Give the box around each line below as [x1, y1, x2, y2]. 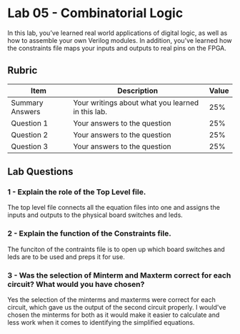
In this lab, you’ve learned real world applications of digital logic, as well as [7, 29, 228, 37]
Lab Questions [7, 166, 74, 178]
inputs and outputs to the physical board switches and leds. [7, 211, 184, 219]
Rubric [7, 64, 38, 76]
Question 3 [11, 141, 49, 151]
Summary [11, 98, 44, 108]
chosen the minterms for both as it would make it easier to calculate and [7, 310, 220, 319]
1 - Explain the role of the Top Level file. [7, 187, 146, 197]
